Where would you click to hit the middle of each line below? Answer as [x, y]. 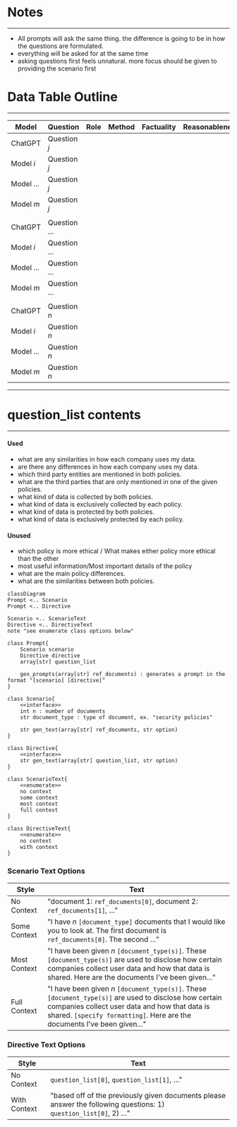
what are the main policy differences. [71, 574]
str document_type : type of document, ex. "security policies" [116, 718]
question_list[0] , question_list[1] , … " [116, 1079]
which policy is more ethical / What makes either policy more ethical [116, 551]
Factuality [159, 126]
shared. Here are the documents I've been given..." [132, 977]
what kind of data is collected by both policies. [85, 497]
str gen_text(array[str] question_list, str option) [99, 761]
